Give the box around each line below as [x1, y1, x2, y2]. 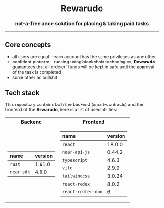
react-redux [62, 181, 90, 187]
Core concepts [5, 41, 51, 49]
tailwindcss [62, 173, 90, 179]
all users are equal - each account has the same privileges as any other [12, 54, 156, 60]
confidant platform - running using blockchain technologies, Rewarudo [12, 59, 155, 65]
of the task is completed [12, 69, 61, 75]
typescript [62, 157, 88, 163]
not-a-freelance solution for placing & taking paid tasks [15, 21, 149, 27]
